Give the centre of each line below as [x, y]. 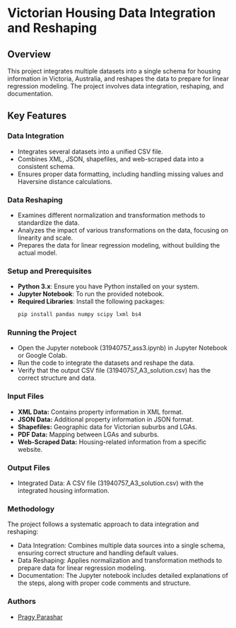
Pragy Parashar [40, 617]
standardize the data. [48, 222]
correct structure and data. [57, 378]
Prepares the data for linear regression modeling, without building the [119, 245]
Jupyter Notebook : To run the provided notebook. [91, 294]
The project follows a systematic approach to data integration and [103, 524]
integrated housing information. [63, 491]
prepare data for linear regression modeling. [82, 568]
